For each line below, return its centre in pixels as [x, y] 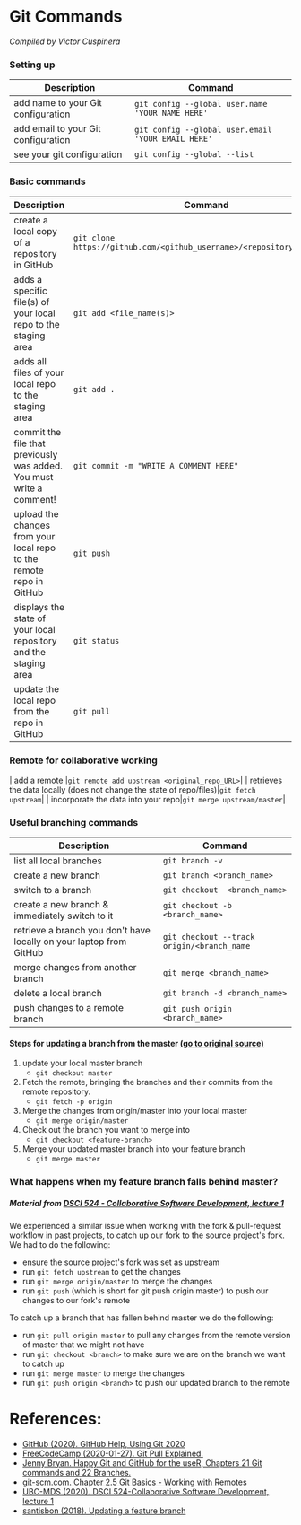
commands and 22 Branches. [77, 1473]
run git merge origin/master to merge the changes [117, 1282]
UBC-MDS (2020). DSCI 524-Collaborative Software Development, [146, 1492]
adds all [30, 361]
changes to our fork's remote [76, 1301]
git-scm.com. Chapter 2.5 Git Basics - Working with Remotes [135, 1482]
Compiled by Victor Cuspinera [65, 41]
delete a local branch [58, 994]
